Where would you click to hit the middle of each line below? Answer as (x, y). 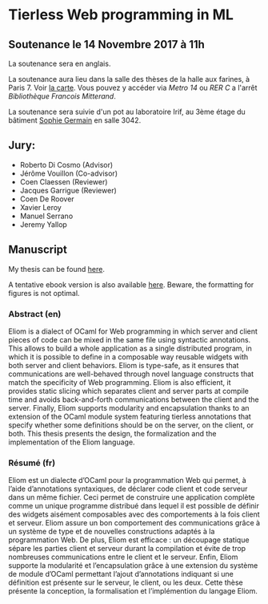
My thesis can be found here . (57, 269)
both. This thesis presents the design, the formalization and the (112, 433)
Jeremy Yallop (44, 224)
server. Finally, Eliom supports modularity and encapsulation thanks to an (129, 407)
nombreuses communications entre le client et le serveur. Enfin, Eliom (123, 557)
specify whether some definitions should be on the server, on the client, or (131, 425)
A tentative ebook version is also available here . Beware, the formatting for (131, 284)
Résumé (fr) (32, 463)
